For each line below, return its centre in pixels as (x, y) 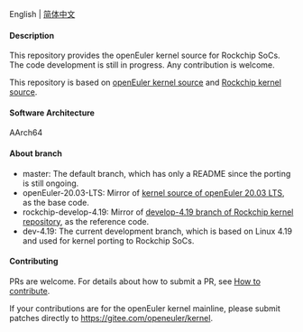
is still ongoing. (50, 183)
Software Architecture (52, 113)
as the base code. (56, 202)
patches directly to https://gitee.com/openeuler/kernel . (111, 318)
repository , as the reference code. (86, 221)
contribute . (30, 290)
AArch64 (26, 133)
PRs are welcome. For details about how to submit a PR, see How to (135, 281)
